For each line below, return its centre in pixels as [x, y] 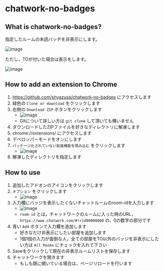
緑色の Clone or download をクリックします [56, 103]
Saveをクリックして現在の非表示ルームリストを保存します [71, 251]
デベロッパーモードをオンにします [47, 139]
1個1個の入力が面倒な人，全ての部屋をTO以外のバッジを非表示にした [89, 238]
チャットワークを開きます [38, 257]
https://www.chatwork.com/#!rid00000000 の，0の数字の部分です [85, 220]
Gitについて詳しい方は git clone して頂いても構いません [77, 121]
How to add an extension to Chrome [61, 85]
